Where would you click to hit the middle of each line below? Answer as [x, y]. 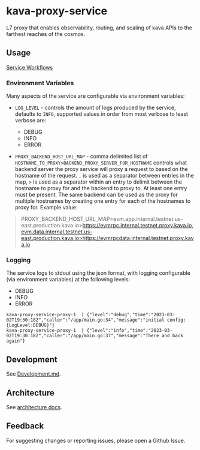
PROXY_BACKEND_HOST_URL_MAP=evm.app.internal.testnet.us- [102, 219]
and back [172, 336]
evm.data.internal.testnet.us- [57, 232]
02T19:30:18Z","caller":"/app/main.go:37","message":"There [83, 336]
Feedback [25, 426]
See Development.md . [34, 374]
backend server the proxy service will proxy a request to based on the [101, 169]
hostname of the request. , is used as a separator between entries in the [104, 176]
